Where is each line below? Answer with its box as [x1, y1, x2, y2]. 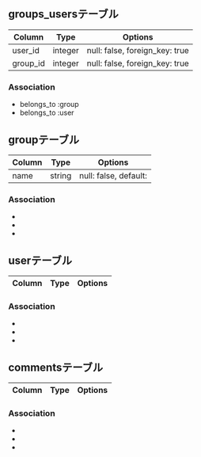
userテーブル [8, 253, 73, 267]
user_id [12, 44, 40, 55]
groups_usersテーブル [8, 7, 119, 21]
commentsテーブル [8, 360, 104, 374]
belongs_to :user [19, 108, 74, 117]
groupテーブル [8, 133, 80, 147]
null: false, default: [78, 169, 148, 181]
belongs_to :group [19, 100, 79, 109]
